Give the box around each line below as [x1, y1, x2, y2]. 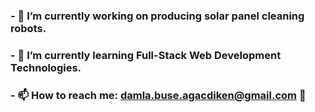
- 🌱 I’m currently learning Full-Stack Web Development [10, 48, 282, 62]
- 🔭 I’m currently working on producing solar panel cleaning [10, 9, 305, 23]
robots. [10, 21, 47, 35]
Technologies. [10, 60, 82, 74]
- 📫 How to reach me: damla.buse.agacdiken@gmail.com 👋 [10, 88, 307, 102]
